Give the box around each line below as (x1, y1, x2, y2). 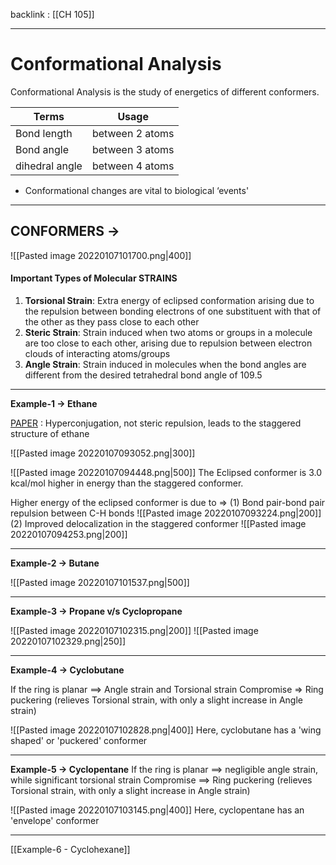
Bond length (15, 126, 73, 140)
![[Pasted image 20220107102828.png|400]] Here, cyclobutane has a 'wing (10, 724, 322, 736)
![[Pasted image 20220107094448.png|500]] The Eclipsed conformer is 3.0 (10, 466, 322, 478)
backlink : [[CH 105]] (10, 9, 95, 20)
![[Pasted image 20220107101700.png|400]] (10, 249, 192, 261)
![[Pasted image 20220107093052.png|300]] (10, 447, 196, 459)
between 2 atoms (91, 126, 175, 140)
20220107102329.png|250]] (10, 635, 127, 647)
